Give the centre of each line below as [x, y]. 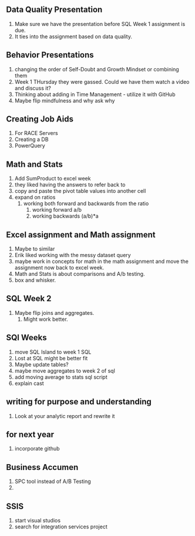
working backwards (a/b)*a [65, 216]
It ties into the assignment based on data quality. [73, 36]
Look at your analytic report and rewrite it [65, 416]
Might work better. [46, 319]
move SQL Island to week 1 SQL [53, 352]
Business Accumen [42, 467]
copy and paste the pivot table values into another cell [80, 191]
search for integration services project [61, 527]
